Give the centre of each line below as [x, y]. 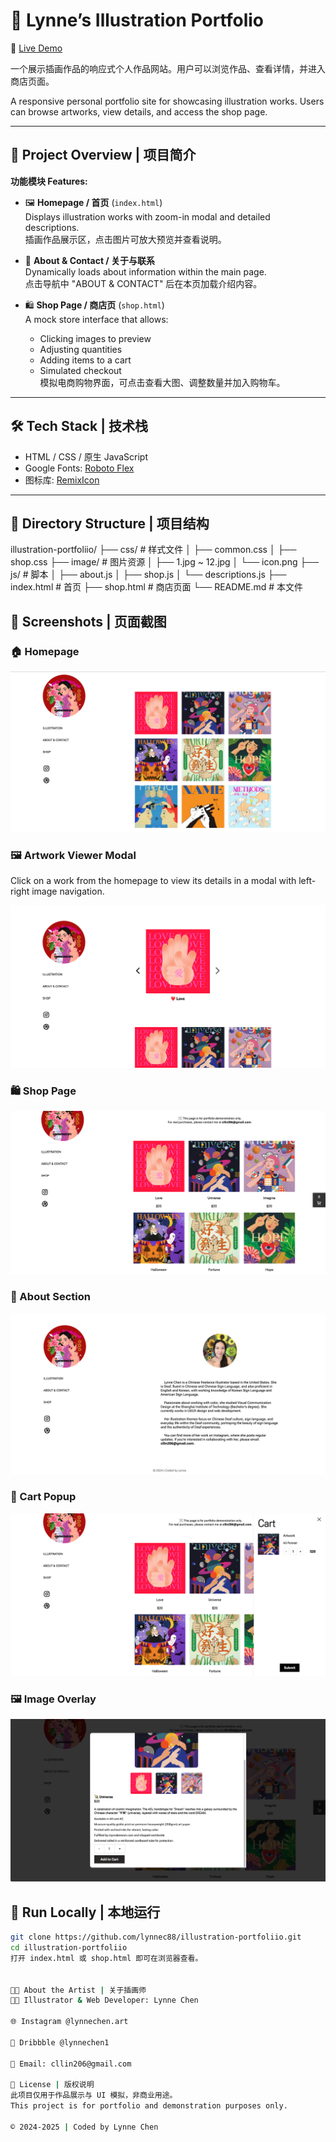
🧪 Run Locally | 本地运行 [85, 1912]
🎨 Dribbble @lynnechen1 [60, 2042]
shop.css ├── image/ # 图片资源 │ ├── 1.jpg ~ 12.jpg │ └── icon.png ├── [165, 562]
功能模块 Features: [49, 181]
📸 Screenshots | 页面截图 [88, 621]
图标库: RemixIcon [62, 480]
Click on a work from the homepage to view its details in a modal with [153, 881]
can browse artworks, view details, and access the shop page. [139, 111]
